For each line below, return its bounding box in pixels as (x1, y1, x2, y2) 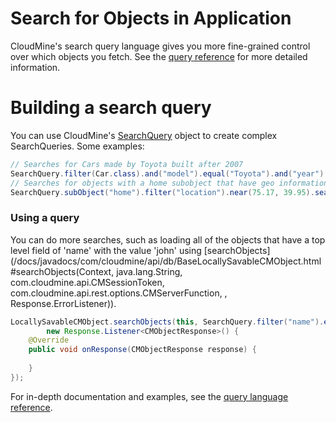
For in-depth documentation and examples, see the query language (10, 390, 289, 402)
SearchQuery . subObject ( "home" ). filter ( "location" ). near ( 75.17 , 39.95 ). (10, 187, 315, 197)
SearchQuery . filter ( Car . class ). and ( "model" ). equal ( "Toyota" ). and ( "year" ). (10, 168, 329, 179)
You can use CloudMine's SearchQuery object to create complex (10, 129, 278, 141)
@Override (28, 335, 70, 346)
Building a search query (10, 97, 212, 119)
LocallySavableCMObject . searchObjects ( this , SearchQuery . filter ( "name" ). (10, 317, 325, 327)
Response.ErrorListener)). (10, 297, 117, 309)
